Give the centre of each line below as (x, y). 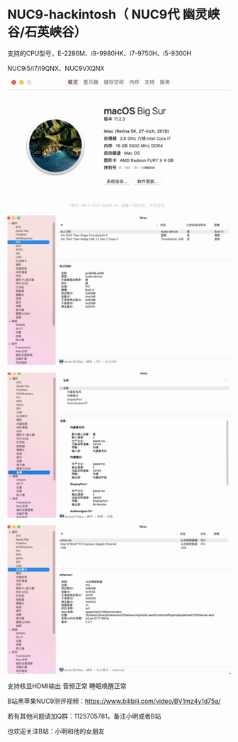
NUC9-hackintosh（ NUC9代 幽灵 (107, 15)
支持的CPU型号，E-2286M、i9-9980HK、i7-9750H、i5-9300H (100, 53)
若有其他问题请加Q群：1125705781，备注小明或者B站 (84, 716)
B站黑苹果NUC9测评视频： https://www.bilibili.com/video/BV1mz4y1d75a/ (114, 701)
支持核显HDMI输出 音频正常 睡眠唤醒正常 (67, 686)
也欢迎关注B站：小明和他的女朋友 (56, 731)
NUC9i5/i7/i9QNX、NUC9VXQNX (56, 68)
